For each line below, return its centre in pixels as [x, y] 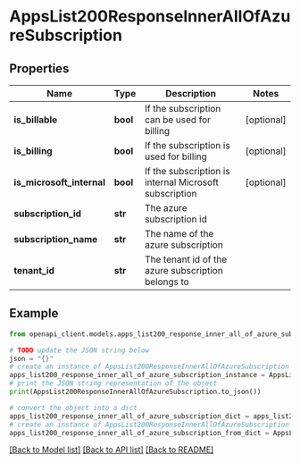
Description [191, 93]
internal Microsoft [181, 182]
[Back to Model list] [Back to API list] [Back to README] [112, 450]
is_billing [33, 151]
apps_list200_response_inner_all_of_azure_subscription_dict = [129, 416]
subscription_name [56, 239]
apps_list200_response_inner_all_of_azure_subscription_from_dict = [139, 433]
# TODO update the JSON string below [79, 350]
